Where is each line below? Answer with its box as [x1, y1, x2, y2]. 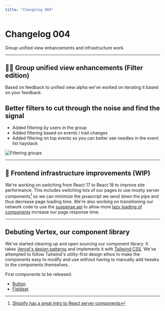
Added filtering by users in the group [12, 125, 87, 131]
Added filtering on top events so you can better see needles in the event [12, 135, 159, 141]
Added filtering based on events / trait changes [12, 130, 108, 136]
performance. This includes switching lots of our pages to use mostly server [5, 187, 160, 193]
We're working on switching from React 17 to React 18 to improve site [5, 182, 145, 188]
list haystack [12, 140, 38, 146]
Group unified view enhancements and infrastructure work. [5, 45, 125, 51]
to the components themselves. [5, 262, 69, 268]
